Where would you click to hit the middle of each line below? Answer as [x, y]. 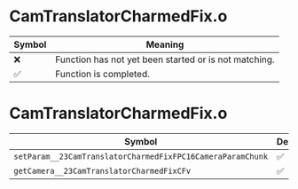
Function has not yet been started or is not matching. [165, 59]
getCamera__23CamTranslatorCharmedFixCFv [102, 171]
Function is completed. [102, 74]
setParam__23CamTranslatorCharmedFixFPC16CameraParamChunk [141, 156]
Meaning [165, 44]
